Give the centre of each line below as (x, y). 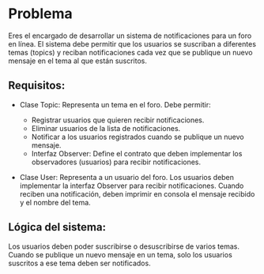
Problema (40, 14)
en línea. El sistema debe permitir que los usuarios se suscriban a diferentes (132, 43)
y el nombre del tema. (55, 202)
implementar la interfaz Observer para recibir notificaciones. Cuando (132, 186)
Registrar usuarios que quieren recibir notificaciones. (118, 120)
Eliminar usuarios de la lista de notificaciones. (106, 128)
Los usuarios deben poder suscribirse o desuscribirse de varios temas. (124, 246)
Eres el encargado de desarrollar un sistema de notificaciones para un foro (130, 36)
